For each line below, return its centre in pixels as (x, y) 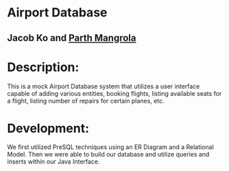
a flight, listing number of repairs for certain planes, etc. (86, 101)
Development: (48, 128)
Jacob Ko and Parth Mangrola (72, 38)
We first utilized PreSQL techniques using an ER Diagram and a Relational (110, 147)
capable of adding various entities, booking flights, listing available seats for (114, 93)
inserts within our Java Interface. (54, 161)
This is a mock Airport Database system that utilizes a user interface (104, 86)
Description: (43, 67)
